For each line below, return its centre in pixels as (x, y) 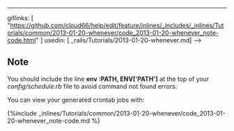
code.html (22, 40)
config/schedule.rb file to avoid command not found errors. (92, 86)
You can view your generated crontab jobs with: (76, 100)
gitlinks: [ (20, 18)
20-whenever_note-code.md (49, 121)
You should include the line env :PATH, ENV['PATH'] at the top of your (108, 79)
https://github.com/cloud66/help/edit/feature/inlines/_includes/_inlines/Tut (117, 25)
